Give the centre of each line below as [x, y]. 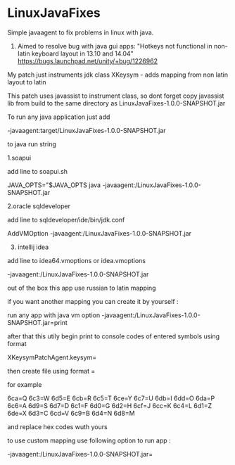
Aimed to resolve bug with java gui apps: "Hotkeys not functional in [115, 46]
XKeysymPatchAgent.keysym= [52, 357]
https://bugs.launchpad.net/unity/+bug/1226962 [88, 60]
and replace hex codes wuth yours [57, 426]
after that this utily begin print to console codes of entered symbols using [114, 336]
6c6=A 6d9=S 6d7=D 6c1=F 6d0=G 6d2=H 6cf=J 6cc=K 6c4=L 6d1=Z [110, 405]
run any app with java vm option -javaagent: [71, 315]
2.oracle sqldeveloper [39, 206]
